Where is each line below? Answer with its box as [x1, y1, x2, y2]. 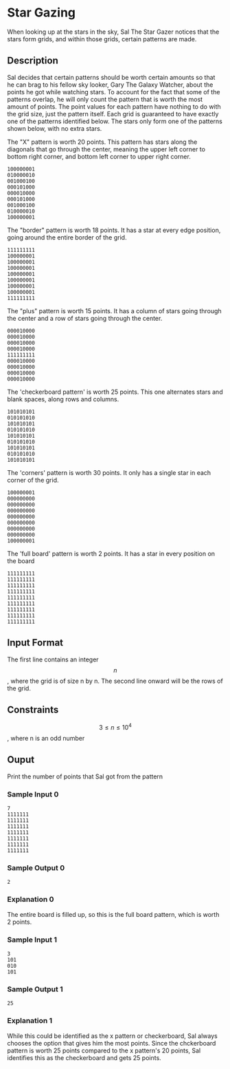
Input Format [7, 637, 64, 648]
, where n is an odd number [7, 734, 85, 743]
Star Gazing [7, 5, 76, 21]
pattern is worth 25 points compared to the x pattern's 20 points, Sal [7, 1046, 201, 1055]
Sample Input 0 [7, 790, 59, 799]
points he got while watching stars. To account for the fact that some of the [7, 87, 220, 96]
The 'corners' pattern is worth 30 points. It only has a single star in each [7, 468, 211, 476]
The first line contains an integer [7, 655, 99, 664]
